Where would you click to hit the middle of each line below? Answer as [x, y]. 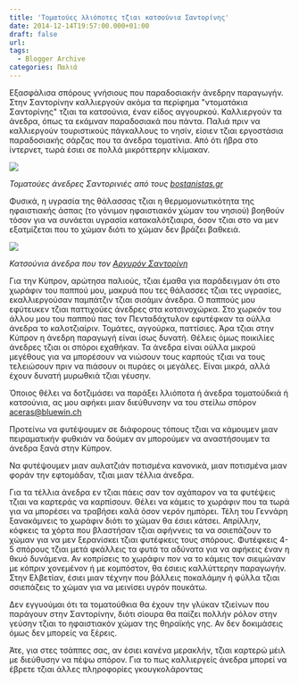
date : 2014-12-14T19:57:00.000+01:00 [79, 26]
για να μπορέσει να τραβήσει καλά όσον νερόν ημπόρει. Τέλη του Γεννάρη [149, 511]
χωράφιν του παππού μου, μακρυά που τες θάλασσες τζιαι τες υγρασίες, [145, 290]
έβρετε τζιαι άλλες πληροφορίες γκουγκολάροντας [106, 669]
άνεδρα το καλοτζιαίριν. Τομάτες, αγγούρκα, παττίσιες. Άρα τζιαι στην [142, 328]
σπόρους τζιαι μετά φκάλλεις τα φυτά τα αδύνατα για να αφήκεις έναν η [153, 549]
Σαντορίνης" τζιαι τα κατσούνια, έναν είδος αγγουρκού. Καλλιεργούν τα [146, 112]
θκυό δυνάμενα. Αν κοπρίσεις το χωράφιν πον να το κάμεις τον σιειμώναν [147, 558]
